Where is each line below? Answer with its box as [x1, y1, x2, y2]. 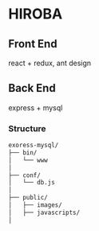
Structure [8, 122, 46, 134]
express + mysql [8, 102, 63, 113]
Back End [8, 81, 56, 95]
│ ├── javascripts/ [8, 208, 81, 217]
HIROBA [8, 5, 63, 23]
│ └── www [8, 156, 48, 164]
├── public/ [8, 194, 48, 202]
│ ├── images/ [8, 201, 62, 209]
